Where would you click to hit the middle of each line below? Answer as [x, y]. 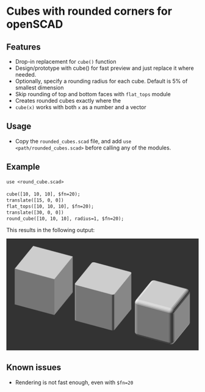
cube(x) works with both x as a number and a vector [81, 107]
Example [23, 167]
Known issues [34, 368]
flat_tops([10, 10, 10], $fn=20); [50, 206]
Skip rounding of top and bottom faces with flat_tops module [93, 94]
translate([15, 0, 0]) [35, 200]
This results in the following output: [51, 230]
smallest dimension [39, 88]
